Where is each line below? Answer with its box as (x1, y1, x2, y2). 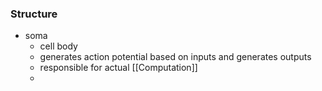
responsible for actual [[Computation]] (39, 62, 198, 74)
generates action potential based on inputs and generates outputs (39, 51, 312, 63)
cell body (39, 40, 78, 52)
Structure (10, 7, 58, 21)
